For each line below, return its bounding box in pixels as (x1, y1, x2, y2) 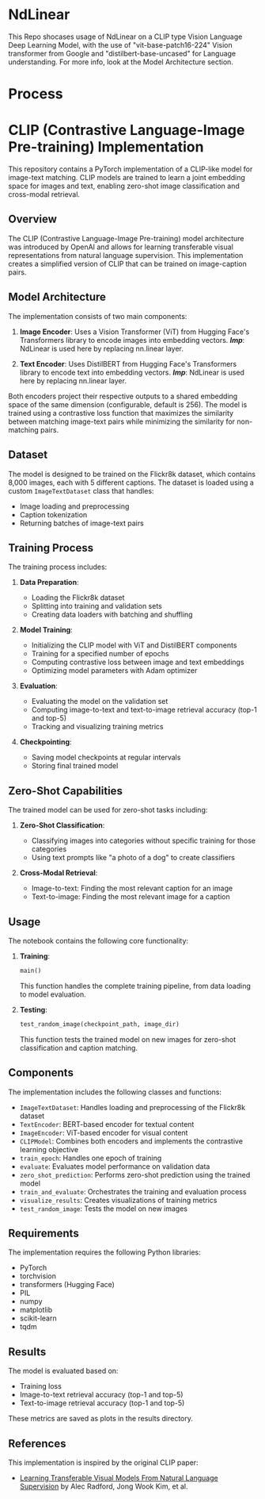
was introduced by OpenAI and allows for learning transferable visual (8, 242, 233, 252)
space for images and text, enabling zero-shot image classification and (8, 181, 240, 191)
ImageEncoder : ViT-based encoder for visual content (19, 1128, 188, 1137)
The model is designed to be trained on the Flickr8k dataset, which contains (8, 469, 256, 479)
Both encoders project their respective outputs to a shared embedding (8, 391, 238, 401)
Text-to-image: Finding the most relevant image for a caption (31, 892, 231, 901)
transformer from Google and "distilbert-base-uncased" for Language (8, 48, 237, 58)
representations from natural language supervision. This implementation (8, 250, 244, 259)
